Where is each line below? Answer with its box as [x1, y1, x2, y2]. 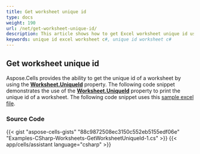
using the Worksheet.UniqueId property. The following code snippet [6, 81, 176, 88]
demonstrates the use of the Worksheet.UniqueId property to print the [6, 87, 180, 94]
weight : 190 [6, 20, 36, 26]
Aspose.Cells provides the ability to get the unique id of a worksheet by [6, 74, 182, 81]
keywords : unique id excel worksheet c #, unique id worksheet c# [6, 36, 171, 42]
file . [6, 100, 16, 107]
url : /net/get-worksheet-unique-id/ [6, 25, 97, 32]
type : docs [6, 14, 33, 20]
